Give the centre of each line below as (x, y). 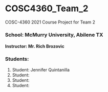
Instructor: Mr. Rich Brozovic (35, 46)
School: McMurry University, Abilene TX (54, 35)
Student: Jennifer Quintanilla (41, 69)
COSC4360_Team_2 (47, 9)
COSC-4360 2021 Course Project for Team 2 (50, 22)
